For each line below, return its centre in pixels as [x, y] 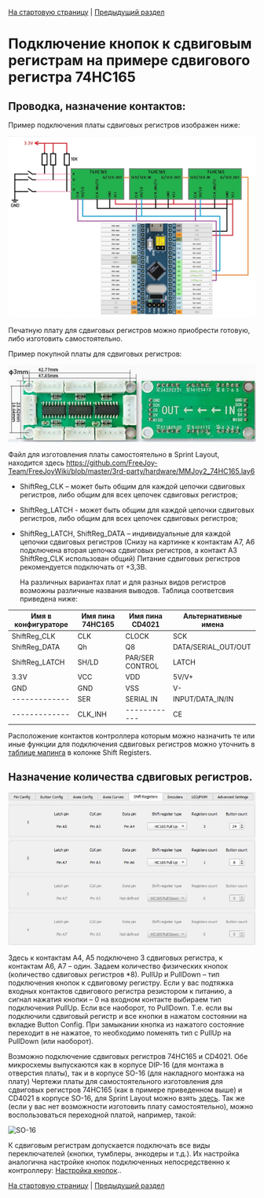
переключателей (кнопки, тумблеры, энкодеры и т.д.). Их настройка [124, 1153]
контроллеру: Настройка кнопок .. [65, 1170]
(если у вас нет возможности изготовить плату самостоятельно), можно [131, 1106]
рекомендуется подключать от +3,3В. [83, 566]
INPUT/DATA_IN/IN [203, 698]
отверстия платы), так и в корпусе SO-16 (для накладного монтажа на [126, 1073]
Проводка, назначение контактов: [97, 106]
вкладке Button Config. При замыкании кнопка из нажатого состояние [126, 1024]
